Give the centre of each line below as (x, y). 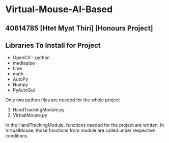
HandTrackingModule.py (38, 110)
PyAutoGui (24, 90)
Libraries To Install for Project (53, 45)
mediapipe (24, 63)
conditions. (17, 136)
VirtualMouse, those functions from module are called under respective (80, 130)
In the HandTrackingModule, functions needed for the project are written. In (85, 125)
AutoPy (20, 79)
